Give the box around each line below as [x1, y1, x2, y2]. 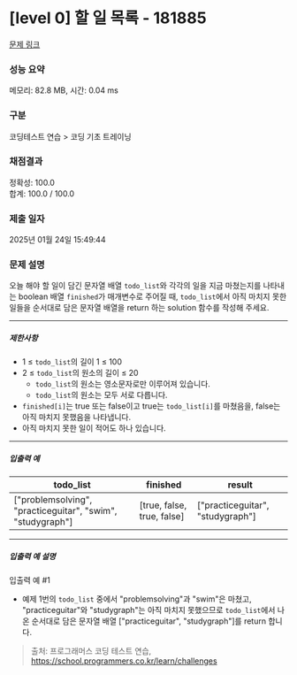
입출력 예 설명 [9, 550, 56, 562]
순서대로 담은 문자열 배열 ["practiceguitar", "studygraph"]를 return [31, 616, 267, 626]
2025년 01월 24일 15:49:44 [9, 234, 106, 245]
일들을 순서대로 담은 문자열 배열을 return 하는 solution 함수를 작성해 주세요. [9, 303, 270, 313]
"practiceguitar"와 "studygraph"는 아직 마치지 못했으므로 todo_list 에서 [21, 605, 276, 616]
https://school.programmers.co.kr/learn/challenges [30, 656, 218, 666]
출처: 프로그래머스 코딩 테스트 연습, [30, 646, 152, 656]
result [227, 479, 254, 491]
